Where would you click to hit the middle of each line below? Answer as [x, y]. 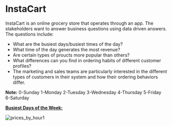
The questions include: [30, 34]
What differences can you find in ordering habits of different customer [87, 60]
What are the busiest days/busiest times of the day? [68, 44]
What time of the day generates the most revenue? [66, 49]
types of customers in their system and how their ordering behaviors [85, 77]
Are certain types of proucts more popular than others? [71, 55]
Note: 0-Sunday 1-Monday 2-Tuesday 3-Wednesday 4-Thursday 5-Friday [83, 92]
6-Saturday [17, 98]
